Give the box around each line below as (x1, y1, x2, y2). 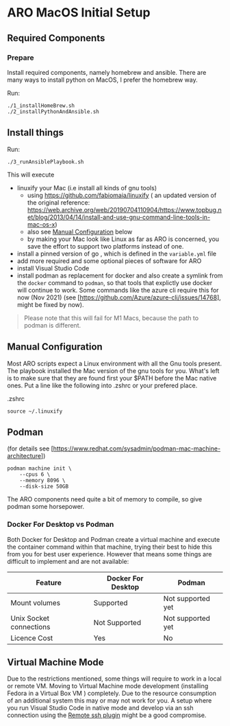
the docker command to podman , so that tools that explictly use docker (16, 278, 213, 286)
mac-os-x (27, 220, 55, 228)
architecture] (7, 452, 44, 460)
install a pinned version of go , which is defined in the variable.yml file (16, 249, 217, 258)
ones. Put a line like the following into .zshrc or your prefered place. (7, 381, 198, 389)
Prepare (7, 53, 34, 63)
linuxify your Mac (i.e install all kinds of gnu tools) (16, 183, 157, 192)
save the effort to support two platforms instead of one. (27, 242, 184, 250)
